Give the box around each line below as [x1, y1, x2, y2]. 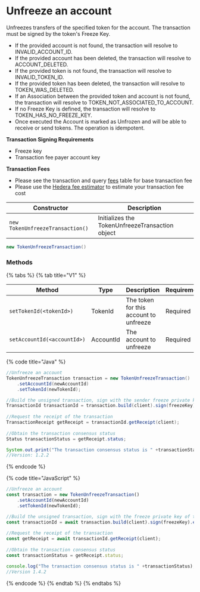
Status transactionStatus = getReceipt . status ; [6, 436, 127, 442]
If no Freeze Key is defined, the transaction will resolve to [14, 105, 156, 112]
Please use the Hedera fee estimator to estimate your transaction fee [14, 183, 184, 190]
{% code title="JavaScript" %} [6, 474, 80, 482]
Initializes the [98, 214, 135, 222]
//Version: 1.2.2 [6, 452, 49, 458]
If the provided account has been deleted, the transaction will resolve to [14, 54, 192, 61]
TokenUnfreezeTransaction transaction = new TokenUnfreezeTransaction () [6, 375, 190, 381]
